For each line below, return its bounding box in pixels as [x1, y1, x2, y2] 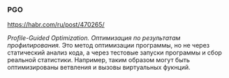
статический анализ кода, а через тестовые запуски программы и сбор [7, 48, 222, 57]
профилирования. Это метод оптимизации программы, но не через [7, 41, 210, 50]
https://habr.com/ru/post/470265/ [7, 21, 105, 29]
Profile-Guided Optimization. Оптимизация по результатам [7, 34, 181, 42]
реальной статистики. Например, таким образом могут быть [7, 56, 191, 64]
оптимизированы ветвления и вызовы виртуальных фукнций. [7, 64, 191, 72]
